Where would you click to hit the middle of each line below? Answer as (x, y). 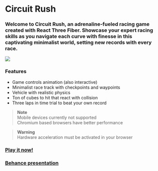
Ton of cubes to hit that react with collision (55, 97)
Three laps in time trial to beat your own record (59, 103)
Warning (26, 132)
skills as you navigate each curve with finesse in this (69, 37)
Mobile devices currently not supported (57, 117)
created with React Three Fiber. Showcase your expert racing (79, 30)
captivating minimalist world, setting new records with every (79, 42)
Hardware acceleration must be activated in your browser (75, 137)
